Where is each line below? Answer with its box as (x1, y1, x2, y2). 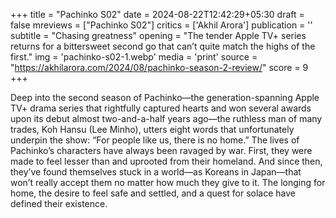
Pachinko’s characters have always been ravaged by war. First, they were (10, 145, 313, 156)
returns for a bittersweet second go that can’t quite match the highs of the (10, 40, 316, 52)
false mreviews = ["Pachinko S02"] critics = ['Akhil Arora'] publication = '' (10, 19, 313, 31)
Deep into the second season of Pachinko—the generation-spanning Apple (10, 92, 320, 103)
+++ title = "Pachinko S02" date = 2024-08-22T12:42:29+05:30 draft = (10, 9, 305, 20)
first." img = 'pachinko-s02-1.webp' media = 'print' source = (10, 51, 258, 63)
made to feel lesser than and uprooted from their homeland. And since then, (10, 155, 323, 167)
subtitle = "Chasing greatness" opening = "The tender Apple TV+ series (10, 30, 307, 41)
